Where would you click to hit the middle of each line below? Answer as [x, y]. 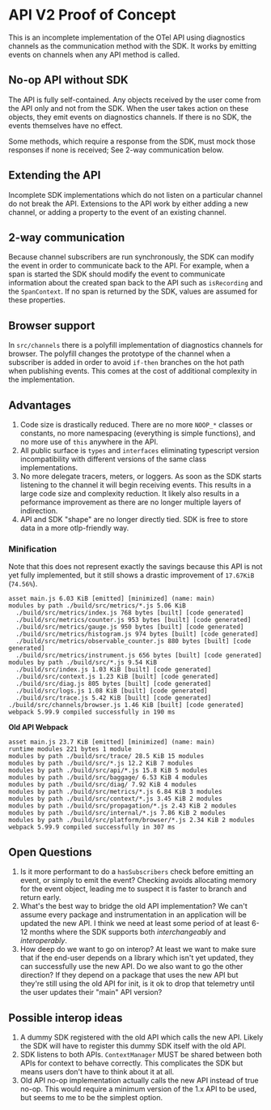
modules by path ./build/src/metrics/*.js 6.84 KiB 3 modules [115, 792]
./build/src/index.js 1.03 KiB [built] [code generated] [114, 670]
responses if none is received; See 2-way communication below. [116, 150]
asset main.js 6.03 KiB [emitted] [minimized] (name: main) [112, 599]
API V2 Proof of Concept [92, 15]
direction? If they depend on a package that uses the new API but [129, 975]
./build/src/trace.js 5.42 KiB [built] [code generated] [114, 698]
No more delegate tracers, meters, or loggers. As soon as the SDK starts [141, 476]
